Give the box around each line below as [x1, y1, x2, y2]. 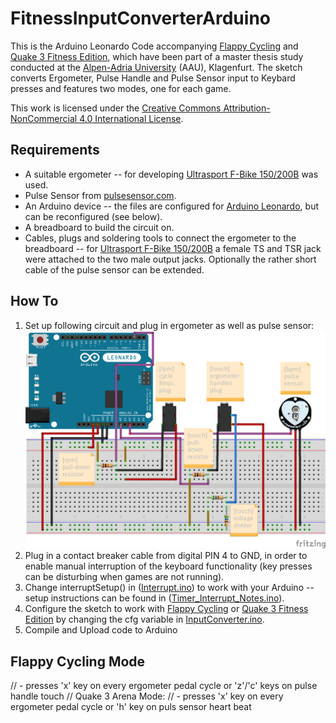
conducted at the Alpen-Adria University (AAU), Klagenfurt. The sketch [10, 61, 303, 73]
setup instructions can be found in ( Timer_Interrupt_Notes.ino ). [24, 592, 285, 604]
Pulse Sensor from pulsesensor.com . [24, 189, 177, 201]
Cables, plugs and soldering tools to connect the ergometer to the [24, 232, 297, 244]
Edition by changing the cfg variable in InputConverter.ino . [24, 613, 265, 626]
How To [10, 293, 59, 310]
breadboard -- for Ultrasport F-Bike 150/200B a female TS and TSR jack [24, 242, 322, 254]
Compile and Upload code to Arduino [24, 624, 178, 636]
